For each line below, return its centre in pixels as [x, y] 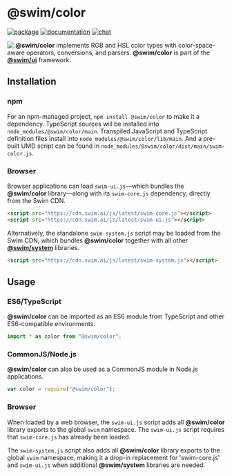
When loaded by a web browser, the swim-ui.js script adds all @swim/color [116, 422]
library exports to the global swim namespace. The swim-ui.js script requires [116, 429]
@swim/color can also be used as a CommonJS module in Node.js [103, 369]
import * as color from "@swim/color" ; [65, 336]
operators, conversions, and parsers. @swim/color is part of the [118, 53]
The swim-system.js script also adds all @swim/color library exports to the [114, 450]
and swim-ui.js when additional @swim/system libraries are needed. [106, 465]
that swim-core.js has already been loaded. [69, 437]
